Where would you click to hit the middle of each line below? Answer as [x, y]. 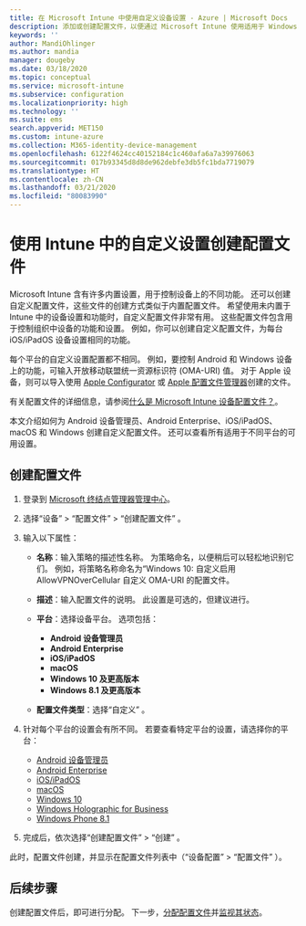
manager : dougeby [42, 60]
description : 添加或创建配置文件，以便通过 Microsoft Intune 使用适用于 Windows [153, 26]
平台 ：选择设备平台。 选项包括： [97, 618]
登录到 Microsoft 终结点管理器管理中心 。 [99, 499]
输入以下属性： [51, 537]
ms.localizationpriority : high [69, 103]
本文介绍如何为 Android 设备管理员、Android [93, 420]
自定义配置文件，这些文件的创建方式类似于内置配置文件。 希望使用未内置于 [150, 305]
